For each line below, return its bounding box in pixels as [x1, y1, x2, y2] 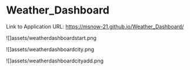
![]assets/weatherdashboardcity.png [6, 45, 94, 53]
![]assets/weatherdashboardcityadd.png [6, 57, 104, 64]
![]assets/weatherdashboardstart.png [6, 34, 97, 41]
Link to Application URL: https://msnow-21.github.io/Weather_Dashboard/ [6, 23, 184, 30]
